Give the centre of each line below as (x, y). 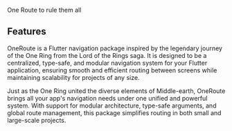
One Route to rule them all (44, 10)
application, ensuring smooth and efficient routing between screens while (112, 70)
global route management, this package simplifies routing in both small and (114, 112)
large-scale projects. (37, 120)
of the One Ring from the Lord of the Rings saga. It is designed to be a (107, 55)
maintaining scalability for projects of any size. (73, 77)
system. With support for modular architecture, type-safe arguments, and (112, 105)
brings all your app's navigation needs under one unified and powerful (107, 98)
